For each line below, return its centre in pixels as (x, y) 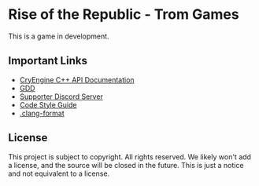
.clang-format (42, 113)
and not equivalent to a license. (59, 173)
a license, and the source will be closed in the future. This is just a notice (126, 165)
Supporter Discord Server (61, 97)
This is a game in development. (59, 36)
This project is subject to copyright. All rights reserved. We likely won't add (130, 157)
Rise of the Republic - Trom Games (124, 15)
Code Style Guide (48, 104)
